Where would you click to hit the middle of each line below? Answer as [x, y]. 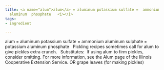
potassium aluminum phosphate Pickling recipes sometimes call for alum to [82, 47]
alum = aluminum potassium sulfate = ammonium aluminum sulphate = [76, 42]
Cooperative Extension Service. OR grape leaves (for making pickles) [74, 62]
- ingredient [18, 23]
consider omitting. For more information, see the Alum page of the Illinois [79, 57]
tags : [10, 19]
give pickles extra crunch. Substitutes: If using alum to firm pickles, [74, 52]
